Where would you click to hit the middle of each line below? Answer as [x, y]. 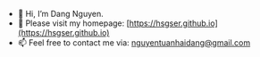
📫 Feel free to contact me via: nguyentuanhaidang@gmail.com [134, 43]
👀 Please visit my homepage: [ [73, 23]
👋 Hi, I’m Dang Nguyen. [61, 14]
